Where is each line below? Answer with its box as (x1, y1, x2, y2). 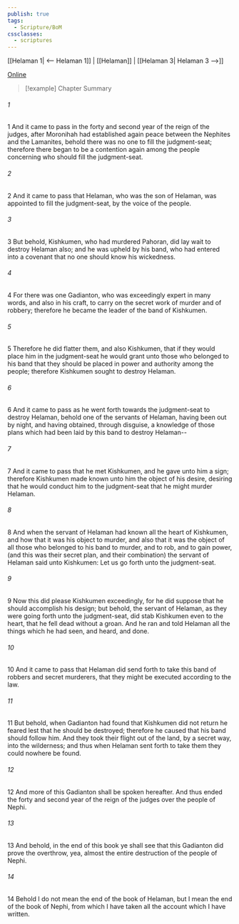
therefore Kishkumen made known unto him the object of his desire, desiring (7, 474, 233, 483)
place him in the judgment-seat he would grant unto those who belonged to (7, 352, 230, 361)
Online (7, 71, 27, 79)
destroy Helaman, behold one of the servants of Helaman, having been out (7, 413, 227, 421)
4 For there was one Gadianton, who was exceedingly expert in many (7, 290, 211, 299)
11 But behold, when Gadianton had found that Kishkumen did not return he (7, 719, 228, 727)
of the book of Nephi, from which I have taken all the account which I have (7, 902, 226, 910)
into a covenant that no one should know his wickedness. (7, 252, 176, 261)
